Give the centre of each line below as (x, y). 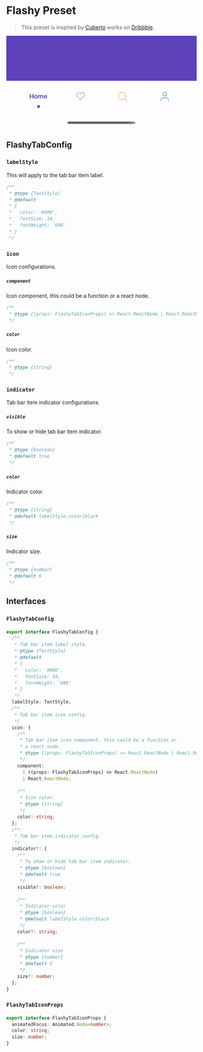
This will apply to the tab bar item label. (55, 175)
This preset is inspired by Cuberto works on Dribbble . (88, 27)
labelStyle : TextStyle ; (41, 702)
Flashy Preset (41, 11)
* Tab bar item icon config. (51, 714)
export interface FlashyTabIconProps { (56, 1018)
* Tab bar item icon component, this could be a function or (98, 740)
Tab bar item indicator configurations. (53, 402)
